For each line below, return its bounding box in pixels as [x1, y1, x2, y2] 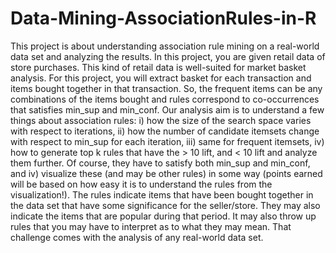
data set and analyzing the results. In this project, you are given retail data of [10, 50, 326, 62]
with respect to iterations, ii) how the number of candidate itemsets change [10, 125, 320, 137]
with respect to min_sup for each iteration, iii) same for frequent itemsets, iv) [10, 135, 325, 147]
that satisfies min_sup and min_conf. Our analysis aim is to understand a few [10, 103, 325, 116]
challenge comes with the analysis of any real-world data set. [10, 231, 264, 243]
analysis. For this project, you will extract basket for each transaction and [10, 72, 312, 84]
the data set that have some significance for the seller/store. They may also [10, 199, 321, 211]
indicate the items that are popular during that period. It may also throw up [10, 210, 317, 222]
